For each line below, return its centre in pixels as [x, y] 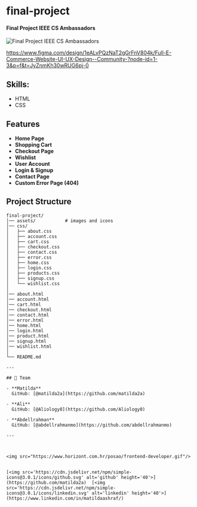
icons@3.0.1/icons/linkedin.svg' [48, 493]
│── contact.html [28, 315]
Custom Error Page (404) [47, 183]
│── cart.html [24, 304]
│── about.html [25, 294]
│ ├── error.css [29, 257]
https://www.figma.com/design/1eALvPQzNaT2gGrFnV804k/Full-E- [89, 53]
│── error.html [25, 320]
